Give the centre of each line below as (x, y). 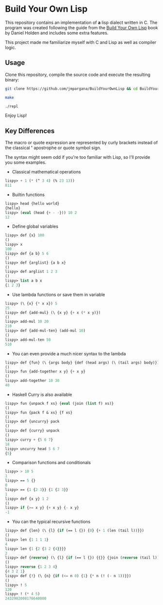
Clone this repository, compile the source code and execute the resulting (78, 75)
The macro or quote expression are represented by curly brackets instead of (81, 143)
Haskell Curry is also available (42, 394)
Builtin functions (28, 195)
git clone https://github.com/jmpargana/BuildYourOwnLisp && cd (71, 89)
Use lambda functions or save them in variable (58, 294)
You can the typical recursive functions (51, 522)
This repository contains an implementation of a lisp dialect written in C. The (81, 22)
